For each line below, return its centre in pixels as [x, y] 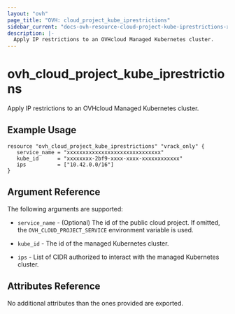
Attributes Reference [54, 286]
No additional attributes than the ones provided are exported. [95, 303]
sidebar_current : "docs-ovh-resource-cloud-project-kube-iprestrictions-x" [120, 27]
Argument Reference [54, 192]
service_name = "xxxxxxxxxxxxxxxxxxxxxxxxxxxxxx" [90, 152]
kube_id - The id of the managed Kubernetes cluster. [93, 243]
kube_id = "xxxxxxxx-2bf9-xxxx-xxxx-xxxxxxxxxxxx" [100, 158]
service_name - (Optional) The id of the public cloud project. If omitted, [119, 222]
